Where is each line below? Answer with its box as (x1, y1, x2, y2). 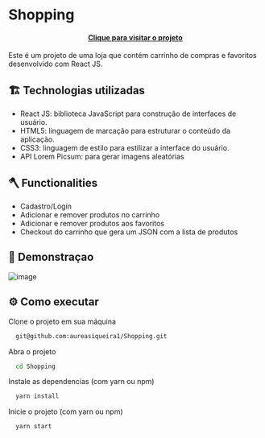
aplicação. (19, 134, 55, 144)
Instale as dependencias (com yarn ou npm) (8, 377, 155, 386)
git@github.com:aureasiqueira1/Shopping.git (15, 332, 168, 340)
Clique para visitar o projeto (88, 32, 183, 42)
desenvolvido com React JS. (8, 59, 103, 69)
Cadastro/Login (19, 201, 72, 211)
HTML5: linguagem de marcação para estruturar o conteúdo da (19, 126, 231, 136)
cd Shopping (15, 362, 56, 370)
